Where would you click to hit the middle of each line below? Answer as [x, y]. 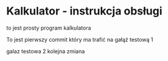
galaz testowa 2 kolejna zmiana [46, 51]
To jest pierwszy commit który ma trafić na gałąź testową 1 [80, 39]
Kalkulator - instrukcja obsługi [84, 11]
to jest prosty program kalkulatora [49, 28]
